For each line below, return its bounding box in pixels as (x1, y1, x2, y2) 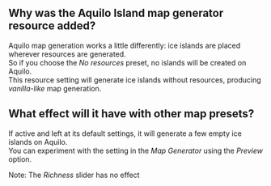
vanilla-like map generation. (8, 83, 102, 93)
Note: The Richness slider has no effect (8, 170, 140, 180)
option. (8, 154, 32, 164)
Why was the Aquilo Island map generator (8, 6, 224, 20)
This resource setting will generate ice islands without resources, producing (8, 74, 261, 84)
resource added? (8, 19, 96, 33)
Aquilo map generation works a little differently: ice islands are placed (8, 40, 241, 50)
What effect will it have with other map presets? (8, 107, 255, 120)
